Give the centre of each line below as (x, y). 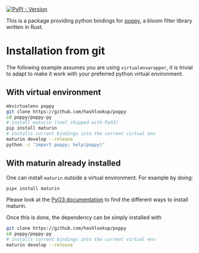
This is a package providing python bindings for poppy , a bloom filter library (99, 20)
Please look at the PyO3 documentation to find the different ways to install (97, 200)
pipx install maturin (33, 188)
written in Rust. (25, 27)
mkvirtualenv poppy (30, 106)
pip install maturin (32, 128)
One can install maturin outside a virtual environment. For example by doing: (100, 178)
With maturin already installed (63, 163)
